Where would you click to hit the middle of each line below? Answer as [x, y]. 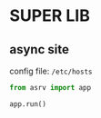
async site [40, 49]
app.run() [28, 104]
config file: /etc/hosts [51, 71]
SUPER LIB [50, 16]
